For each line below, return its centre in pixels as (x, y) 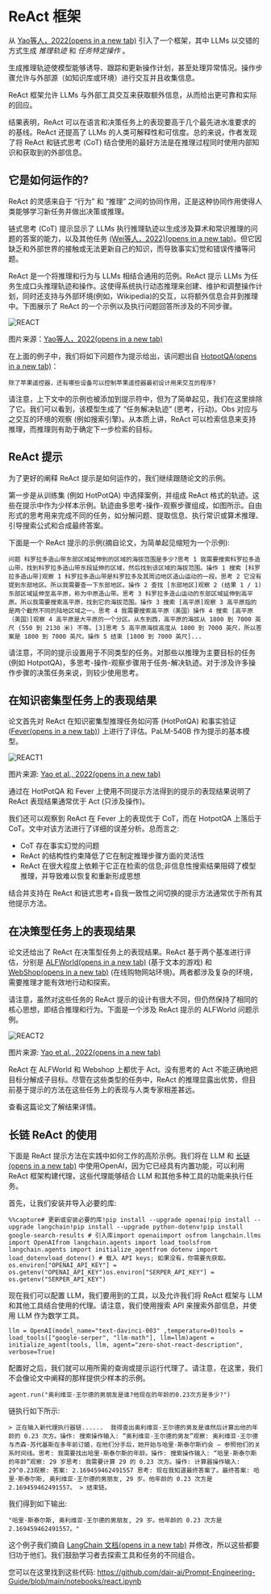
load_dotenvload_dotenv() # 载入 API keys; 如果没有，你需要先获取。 (119, 1258)
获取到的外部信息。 (54, 152)
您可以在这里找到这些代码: (52, 1572)
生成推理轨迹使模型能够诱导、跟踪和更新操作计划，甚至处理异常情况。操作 (132, 67)
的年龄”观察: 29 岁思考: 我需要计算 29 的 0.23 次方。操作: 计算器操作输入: (124, 1462)
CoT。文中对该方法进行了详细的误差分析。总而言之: (94, 828)
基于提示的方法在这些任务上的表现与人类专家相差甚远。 (107, 1090)
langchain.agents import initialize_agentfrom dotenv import (113, 1250)
